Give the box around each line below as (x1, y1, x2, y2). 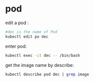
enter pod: (5, 43, 27, 49)
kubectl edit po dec (5, 34, 49, 39)
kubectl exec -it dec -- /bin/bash (5, 53, 80, 58)
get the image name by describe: (5, 62, 74, 68)
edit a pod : (5, 20, 29, 26)
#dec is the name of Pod (5, 29, 58, 34)
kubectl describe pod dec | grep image (5, 71, 89, 77)
